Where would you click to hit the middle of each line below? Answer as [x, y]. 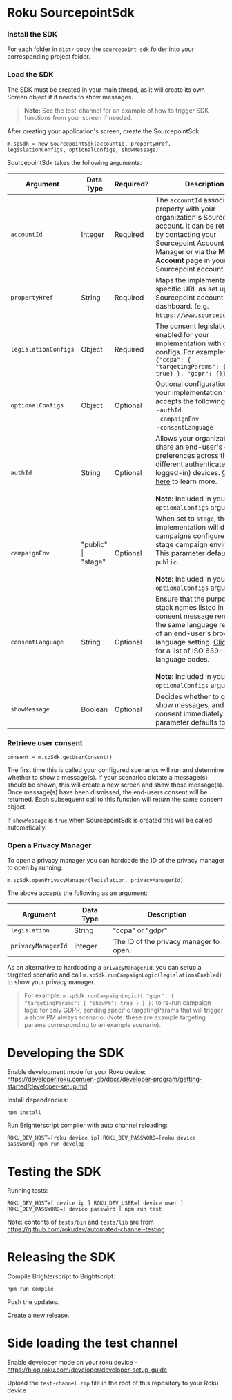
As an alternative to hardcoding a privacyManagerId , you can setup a [104, 968]
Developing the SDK [66, 1053]
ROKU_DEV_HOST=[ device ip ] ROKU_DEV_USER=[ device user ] [96, 1203]
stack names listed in [190, 607]
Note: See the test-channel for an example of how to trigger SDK [116, 110]
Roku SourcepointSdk [71, 13]
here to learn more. [186, 481]
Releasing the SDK [61, 1257]
